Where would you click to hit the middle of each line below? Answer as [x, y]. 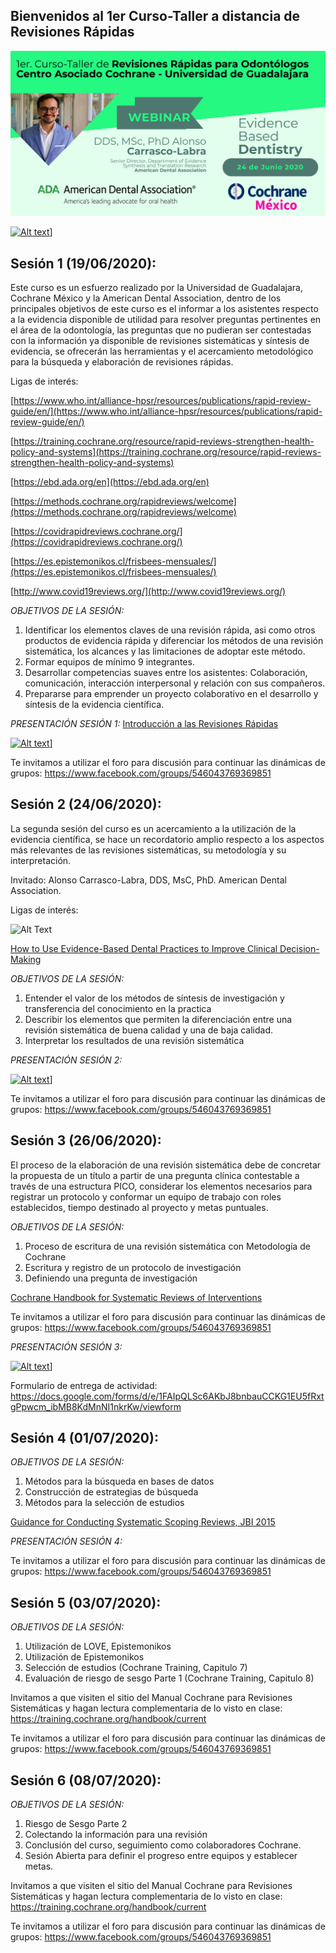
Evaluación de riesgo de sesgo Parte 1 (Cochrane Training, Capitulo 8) [169, 1678]
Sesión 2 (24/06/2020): [86, 804]
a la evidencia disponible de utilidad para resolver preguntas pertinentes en [166, 319]
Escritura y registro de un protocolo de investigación [133, 1267]
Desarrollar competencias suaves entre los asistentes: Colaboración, [166, 672]
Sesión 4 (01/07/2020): [84, 1437]
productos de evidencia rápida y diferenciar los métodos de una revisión [174, 640]
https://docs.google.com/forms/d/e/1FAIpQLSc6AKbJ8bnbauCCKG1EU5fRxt [167, 1396]
